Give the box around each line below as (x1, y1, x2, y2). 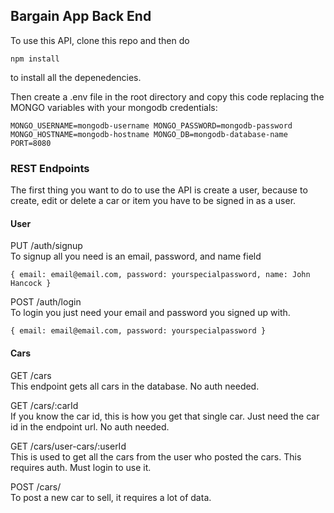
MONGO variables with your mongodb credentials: (10, 101, 218, 113)
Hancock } (10, 279, 52, 289)
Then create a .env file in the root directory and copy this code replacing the (10, 90, 325, 103)
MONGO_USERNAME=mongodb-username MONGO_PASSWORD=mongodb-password (10, 120, 293, 131)
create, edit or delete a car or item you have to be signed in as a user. (10, 195, 297, 207)
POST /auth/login (10, 296, 82, 308)
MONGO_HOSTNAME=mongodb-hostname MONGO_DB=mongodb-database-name (10, 129, 288, 139)
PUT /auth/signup (10, 240, 83, 252)
